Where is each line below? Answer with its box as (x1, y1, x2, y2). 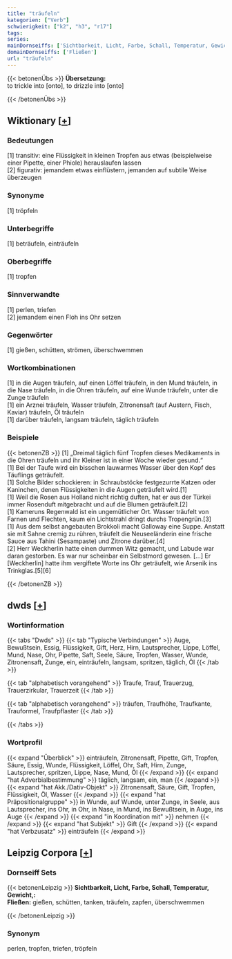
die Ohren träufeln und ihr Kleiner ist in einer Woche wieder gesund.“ (7, 456, 204, 464)
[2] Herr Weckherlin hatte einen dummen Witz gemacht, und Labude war (7, 544, 215, 552)
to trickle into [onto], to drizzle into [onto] (7, 81, 124, 90)
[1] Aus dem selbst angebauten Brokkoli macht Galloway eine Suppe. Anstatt (7, 522, 225, 530)
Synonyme (7, 191, 45, 201)
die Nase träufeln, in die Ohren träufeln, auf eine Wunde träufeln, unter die (7, 386, 219, 394)
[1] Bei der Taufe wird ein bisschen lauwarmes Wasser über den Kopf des (7, 463, 216, 471)
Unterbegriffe (7, 223, 54, 233)
